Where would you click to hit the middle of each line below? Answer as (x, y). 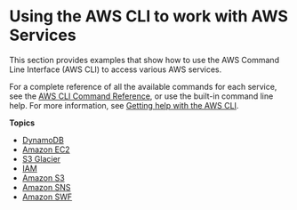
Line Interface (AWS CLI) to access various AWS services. (116, 69)
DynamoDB (43, 140)
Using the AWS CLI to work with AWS (149, 16)
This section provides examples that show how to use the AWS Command (144, 60)
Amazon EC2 (46, 149)
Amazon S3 (43, 178)
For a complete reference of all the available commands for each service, (143, 86)
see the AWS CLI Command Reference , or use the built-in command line (141, 96)
